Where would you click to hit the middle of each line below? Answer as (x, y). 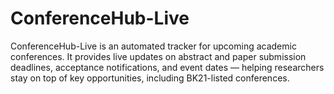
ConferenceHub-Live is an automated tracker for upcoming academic (153, 46)
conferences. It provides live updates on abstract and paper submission (158, 56)
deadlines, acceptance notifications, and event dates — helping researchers (167, 67)
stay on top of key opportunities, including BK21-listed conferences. (150, 78)
